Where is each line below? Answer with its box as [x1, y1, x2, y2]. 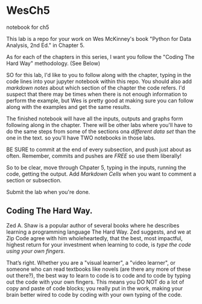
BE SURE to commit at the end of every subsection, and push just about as [6, 146, 192, 153]
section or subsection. [6, 176, 62, 184]
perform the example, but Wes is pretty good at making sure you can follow [6, 97, 194, 104]
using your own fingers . [6, 247, 65, 255]
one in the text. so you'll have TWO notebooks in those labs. [6, 134, 156, 141]
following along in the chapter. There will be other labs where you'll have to [6, 121, 193, 128]
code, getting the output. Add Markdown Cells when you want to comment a [6, 170, 197, 178]
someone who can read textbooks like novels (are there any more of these [6, 265, 191, 273]
